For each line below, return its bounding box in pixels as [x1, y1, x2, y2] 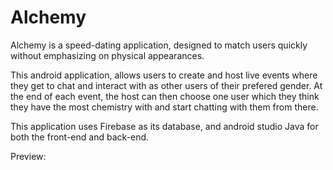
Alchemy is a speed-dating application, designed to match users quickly [10, 39, 308, 51]
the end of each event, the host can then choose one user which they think [10, 90, 320, 102]
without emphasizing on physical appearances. [10, 49, 205, 61]
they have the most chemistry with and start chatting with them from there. [10, 101, 319, 113]
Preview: [10, 150, 47, 162]
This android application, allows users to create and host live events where [10, 69, 318, 81]
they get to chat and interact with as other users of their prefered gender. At [10, 79, 323, 91]
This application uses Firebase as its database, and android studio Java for [10, 120, 319, 132]
